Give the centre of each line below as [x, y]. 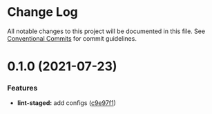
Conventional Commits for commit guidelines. [72, 38]
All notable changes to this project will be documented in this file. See [106, 31]
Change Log [42, 12]
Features [22, 88]
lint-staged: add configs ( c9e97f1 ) [66, 103]
